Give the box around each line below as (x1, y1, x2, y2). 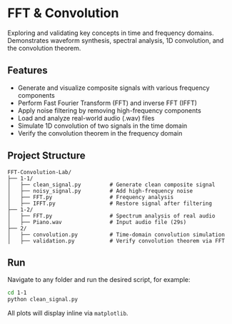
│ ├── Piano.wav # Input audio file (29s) (7, 218, 187, 226)
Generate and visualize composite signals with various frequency (17, 83, 210, 92)
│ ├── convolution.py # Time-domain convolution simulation (7, 231, 225, 238)
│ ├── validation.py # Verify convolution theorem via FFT (7, 237, 225, 244)
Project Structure (7, 150, 86, 162)
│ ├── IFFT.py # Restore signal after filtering (7, 200, 213, 207)
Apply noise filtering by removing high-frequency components (17, 106, 201, 115)
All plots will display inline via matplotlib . (7, 309, 128, 318)
